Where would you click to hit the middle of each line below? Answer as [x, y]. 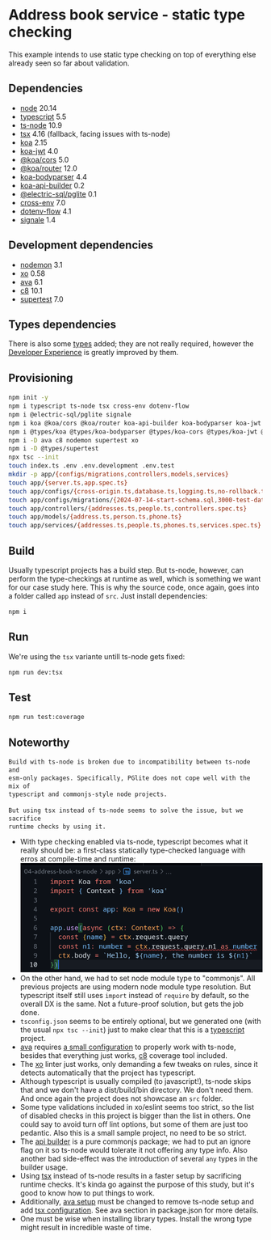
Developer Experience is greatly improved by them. [94, 353]
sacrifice [25, 819]
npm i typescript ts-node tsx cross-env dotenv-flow [99, 406]
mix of [19, 786]
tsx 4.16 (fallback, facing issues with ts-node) [95, 133]
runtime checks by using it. [57, 827]
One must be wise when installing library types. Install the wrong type [136, 1218]
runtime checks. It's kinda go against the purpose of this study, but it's [137, 1184]
